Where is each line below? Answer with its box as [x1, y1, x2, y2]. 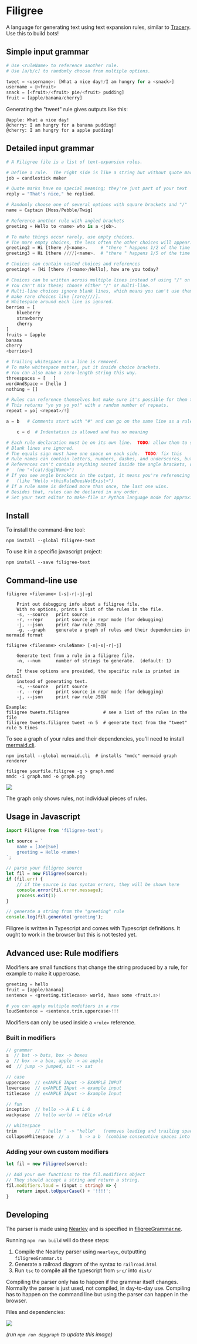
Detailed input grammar [6, 143, 95, 154]
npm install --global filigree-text [6, 537, 96, 544]
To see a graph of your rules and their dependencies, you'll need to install [6, 735, 184, 742]
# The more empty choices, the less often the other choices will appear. [6, 240, 193, 245]
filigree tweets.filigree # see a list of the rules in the [6, 709, 188, 716]
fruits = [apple [6, 331, 46, 338]
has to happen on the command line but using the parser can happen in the [6, 1291, 188, 1298]
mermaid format [6, 632, 43, 638]
